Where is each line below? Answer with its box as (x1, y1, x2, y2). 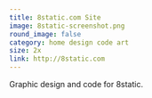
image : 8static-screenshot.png (9, 21, 125, 30)
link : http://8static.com (9, 54, 105, 63)
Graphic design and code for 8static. (9, 79, 144, 89)
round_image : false (9, 29, 82, 38)
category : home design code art (9, 37, 129, 47)
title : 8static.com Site (9, 12, 101, 22)
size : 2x (9, 46, 42, 55)
